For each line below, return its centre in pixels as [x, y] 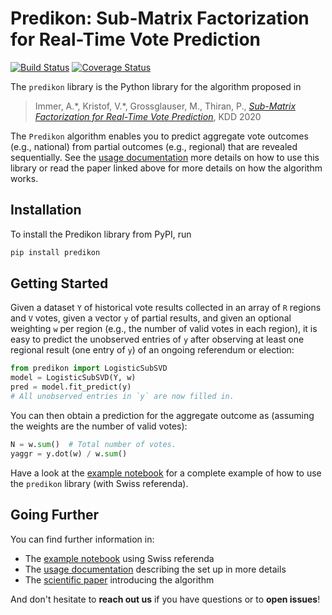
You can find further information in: [82, 539]
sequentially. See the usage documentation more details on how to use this [165, 157]
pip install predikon [55, 252]
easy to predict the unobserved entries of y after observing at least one [157, 339]
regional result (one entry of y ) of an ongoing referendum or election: [152, 350]
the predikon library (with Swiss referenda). [99, 483]
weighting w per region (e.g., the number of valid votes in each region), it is [164, 329]
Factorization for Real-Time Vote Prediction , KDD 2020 [148, 116]
